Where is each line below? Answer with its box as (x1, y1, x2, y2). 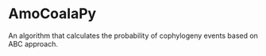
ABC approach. (8, 39, 58, 48)
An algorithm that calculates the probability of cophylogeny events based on (8, 31, 258, 40)
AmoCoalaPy (8, 5, 97, 23)
